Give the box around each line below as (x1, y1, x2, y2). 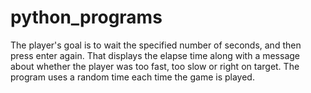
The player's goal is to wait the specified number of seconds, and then (10, 39, 302, 51)
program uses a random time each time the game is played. (10, 71, 255, 83)
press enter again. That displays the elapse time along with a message (10, 49, 301, 61)
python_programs (10, 6, 163, 29)
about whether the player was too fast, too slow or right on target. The (10, 60, 300, 72)
